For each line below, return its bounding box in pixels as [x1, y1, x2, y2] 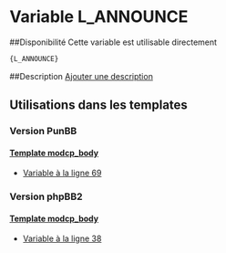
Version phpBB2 [9, 190, 84, 203]
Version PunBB [9, 125, 77, 138]
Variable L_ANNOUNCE [9, 6, 189, 27]
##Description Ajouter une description [9, 70, 153, 81]
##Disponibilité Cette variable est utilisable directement [9, 37, 217, 47]
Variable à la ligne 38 [22, 233, 102, 244]
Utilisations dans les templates [9, 98, 189, 113]
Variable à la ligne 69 [22, 167, 102, 179]
